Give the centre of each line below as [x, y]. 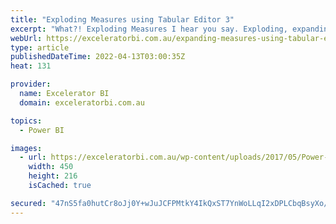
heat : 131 [31, 66]
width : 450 [51, 167]
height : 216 [53, 176]
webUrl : [26, 38]
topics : [26, 121]
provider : [31, 84]
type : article [40, 47]
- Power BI [42, 130]
